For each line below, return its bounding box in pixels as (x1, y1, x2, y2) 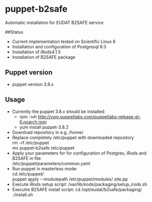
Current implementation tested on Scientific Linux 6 (12, 38, 116, 45)
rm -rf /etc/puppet (12, 139, 49, 145)
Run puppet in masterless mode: (12, 165, 77, 172)
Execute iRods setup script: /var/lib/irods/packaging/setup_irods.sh (12, 181, 148, 187)
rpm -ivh (19, 113, 37, 119)
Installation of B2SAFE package (12, 54, 76, 60)
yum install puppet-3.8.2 (19, 124, 69, 130)
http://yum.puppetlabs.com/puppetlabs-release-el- (38, 113, 141, 119)
